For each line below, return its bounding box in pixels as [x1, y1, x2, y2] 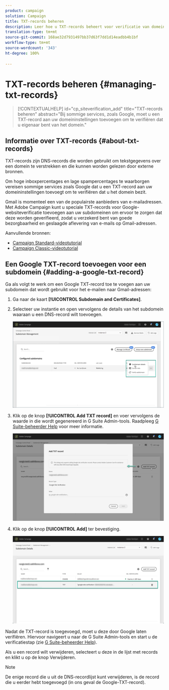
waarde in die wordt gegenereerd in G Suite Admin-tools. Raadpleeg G [12, 418, 159, 424]
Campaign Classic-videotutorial [12, 245, 78, 251]
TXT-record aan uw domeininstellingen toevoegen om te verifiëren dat [17, 117, 163, 123]
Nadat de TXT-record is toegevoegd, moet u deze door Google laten [5, 628, 147, 634]
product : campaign [5, 8, 44, 13]
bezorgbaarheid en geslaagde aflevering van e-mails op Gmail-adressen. [5, 220, 157, 227]
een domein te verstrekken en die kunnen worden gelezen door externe [5, 163, 154, 169]
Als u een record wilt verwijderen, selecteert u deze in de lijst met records [5, 649, 158, 655]
